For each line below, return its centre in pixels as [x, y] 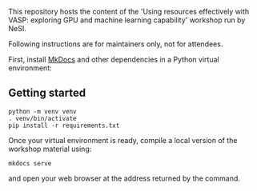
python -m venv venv [43, 111]
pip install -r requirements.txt [64, 125]
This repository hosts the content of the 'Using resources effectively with [129, 12]
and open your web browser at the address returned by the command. [124, 178]
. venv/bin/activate [43, 118]
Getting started [47, 93]
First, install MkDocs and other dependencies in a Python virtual [114, 60]
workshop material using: [50, 149]
